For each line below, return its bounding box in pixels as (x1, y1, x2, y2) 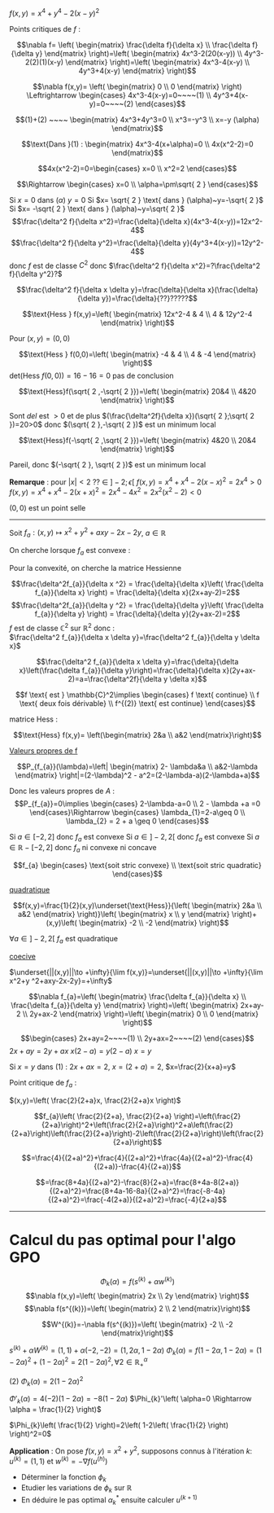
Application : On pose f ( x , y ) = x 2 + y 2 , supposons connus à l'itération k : (9, 1445, 253, 1456)
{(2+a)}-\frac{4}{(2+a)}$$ (94, 1161, 181, 1171)
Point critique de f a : (9, 1077, 77, 1090)
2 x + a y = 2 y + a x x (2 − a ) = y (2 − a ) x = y (9, 1046, 152, 1055)
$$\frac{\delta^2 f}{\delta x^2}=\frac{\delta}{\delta (11, 216, 182, 226)
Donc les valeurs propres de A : (9, 786, 115, 796)
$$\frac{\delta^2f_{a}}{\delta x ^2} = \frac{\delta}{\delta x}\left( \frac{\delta (11, 578, 263, 589)
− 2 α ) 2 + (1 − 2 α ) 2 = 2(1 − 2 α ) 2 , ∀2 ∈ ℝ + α (9, 1356, 148, 1369)
